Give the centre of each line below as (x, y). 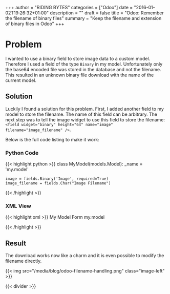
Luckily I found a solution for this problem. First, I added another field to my (84, 109)
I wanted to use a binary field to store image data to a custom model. (78, 58)
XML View (18, 206)
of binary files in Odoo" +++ (35, 24)
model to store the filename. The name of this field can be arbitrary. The (81, 114)
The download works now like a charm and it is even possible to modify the (85, 256)
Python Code (22, 153)
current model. (21, 80)
